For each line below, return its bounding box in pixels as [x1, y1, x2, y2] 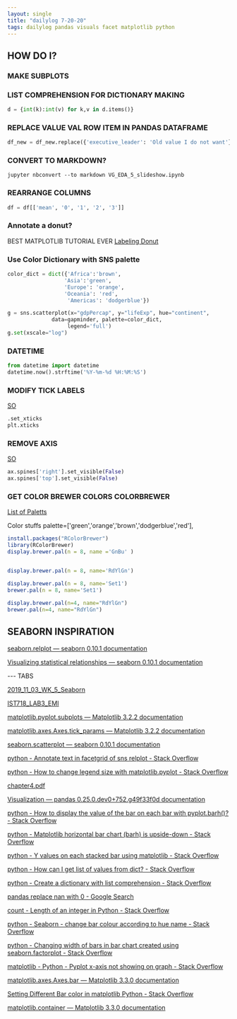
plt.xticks [7, 422, 39, 429]
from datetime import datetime [7, 362, 99, 369]
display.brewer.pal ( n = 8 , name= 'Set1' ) [7, 580, 128, 587]
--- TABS [7, 672, 34, 680]
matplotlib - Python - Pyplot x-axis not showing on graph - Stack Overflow [7, 962, 224, 971]
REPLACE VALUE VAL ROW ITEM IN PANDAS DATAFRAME [7, 122, 208, 132]
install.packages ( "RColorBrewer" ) [7, 535, 109, 542]
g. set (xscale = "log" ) [7, 330, 68, 337]
